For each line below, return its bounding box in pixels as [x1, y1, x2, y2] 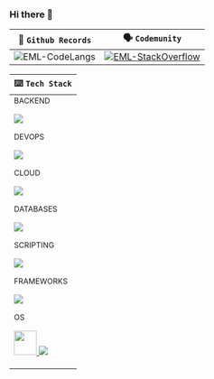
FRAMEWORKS [14, 276, 68, 287]
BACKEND [14, 96, 51, 106]
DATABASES [14, 204, 58, 215]
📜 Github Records [17, 33, 92, 46]
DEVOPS [14, 132, 45, 143]
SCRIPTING [14, 240, 55, 251]
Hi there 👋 [9, 8, 54, 21]
